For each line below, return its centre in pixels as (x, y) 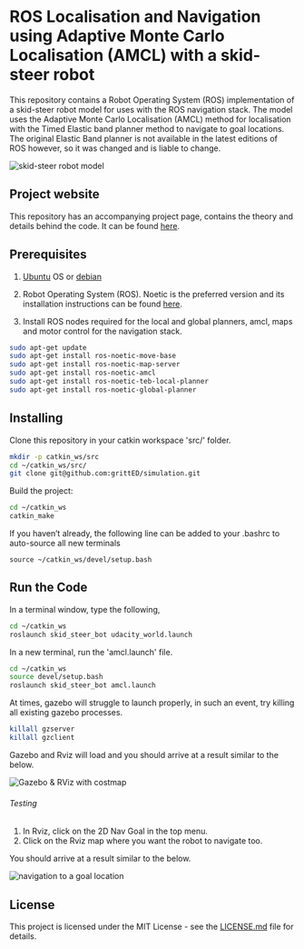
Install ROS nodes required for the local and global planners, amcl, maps (157, 321)
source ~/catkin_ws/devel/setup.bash (81, 560)
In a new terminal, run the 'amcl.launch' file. (91, 652)
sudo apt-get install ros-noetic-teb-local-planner (109, 382)
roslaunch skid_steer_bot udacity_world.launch (101, 634)
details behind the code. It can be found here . (94, 225)
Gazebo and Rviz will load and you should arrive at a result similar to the (144, 754)
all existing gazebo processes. (66, 713)
